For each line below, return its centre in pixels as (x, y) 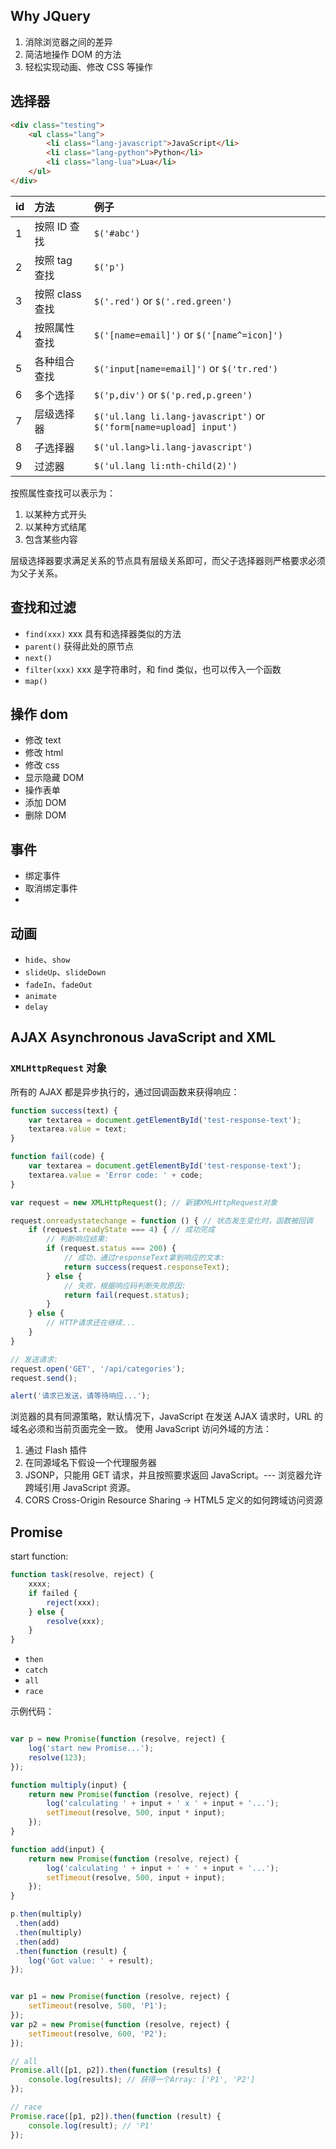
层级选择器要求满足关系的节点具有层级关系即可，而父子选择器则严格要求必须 (168, 560)
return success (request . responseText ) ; (146, 1267)
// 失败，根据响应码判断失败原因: (125, 1285)
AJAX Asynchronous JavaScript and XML (143, 1037)
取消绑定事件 (51, 888)
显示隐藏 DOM (54, 778)
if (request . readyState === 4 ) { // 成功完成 (121, 1230)
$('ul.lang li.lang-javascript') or (179, 416)
